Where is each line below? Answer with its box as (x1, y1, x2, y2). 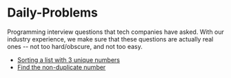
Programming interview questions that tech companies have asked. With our (7, 28, 224, 36)
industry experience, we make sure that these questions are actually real (7, 35, 214, 43)
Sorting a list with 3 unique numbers (17, 55, 121, 64)
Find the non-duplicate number (17, 63, 106, 71)
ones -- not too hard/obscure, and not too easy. (7, 42, 143, 50)
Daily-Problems (7, 5, 98, 21)
